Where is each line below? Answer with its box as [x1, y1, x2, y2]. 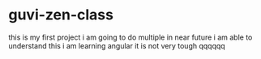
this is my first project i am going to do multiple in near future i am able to [8, 32, 253, 42]
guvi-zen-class [8, 6, 113, 24]
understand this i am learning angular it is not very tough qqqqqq [8, 40, 225, 50]
